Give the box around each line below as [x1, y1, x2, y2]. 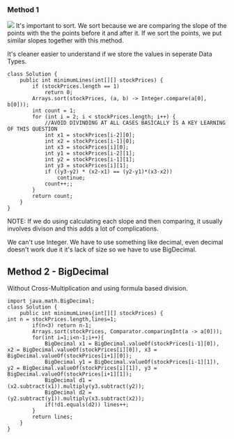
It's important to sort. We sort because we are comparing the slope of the [15, 22, 227, 30]
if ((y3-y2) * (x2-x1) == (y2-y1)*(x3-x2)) [44, 169, 173, 176]
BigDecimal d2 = [44, 389, 92, 396]
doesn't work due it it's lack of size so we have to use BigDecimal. [7, 245, 197, 254]
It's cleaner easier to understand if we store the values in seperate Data [7, 50, 212, 59]
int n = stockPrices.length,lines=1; [7, 316, 117, 323]
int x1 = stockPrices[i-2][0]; [44, 132, 136, 139]
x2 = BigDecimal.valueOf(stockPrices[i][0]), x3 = [7, 346, 157, 353]
